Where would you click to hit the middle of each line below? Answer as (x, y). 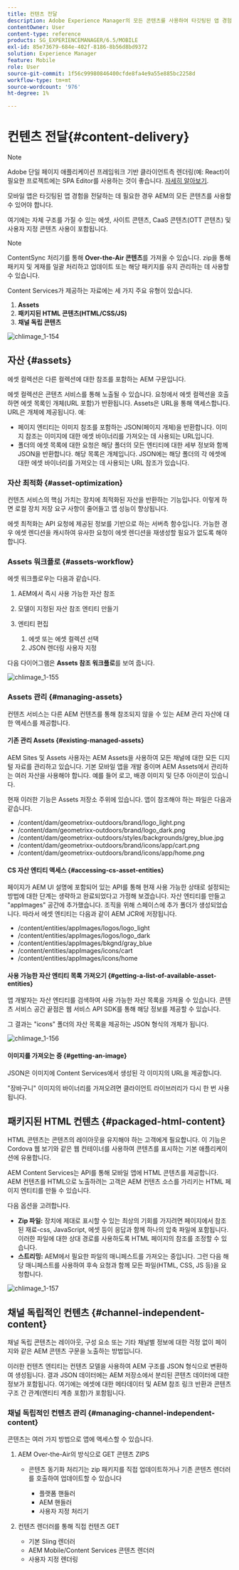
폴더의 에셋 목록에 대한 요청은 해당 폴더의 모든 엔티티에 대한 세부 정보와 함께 (123, 445)
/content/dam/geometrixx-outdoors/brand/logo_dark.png (102, 830)
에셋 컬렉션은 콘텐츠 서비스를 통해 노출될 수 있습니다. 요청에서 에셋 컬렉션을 (112, 394)
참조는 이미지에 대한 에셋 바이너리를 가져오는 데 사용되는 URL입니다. (120, 436)
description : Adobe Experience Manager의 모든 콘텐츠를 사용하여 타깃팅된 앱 (113, 21)
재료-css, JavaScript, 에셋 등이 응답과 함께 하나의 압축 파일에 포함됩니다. (127, 1230)
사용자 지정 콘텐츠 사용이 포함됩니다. (58, 229)
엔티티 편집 (33, 624)
